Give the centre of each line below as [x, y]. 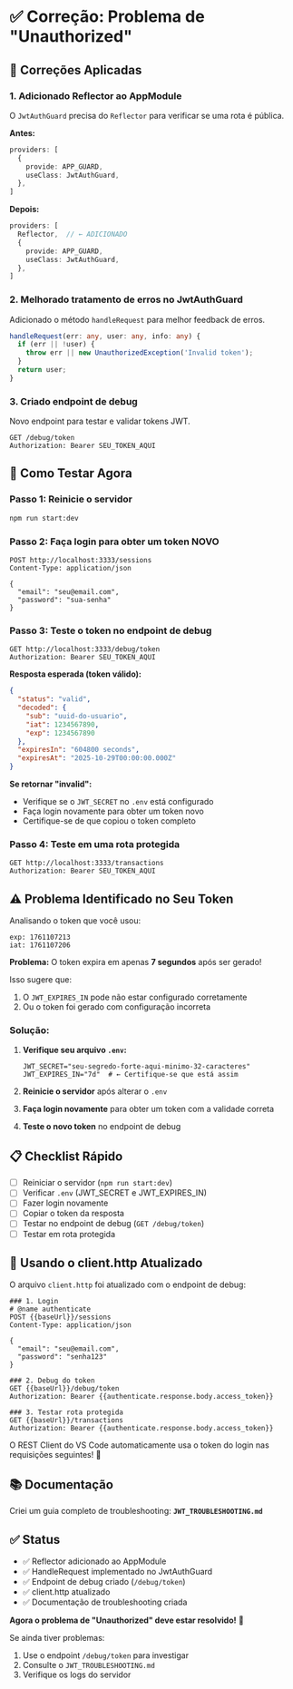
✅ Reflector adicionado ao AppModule [94, 1561]
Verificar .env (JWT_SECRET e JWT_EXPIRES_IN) [114, 1193]
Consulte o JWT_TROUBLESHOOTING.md [89, 1665]
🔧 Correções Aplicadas [76, 70]
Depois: [24, 210]
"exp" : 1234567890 [60, 733]
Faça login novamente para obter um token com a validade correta [148, 1109]
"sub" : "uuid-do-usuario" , [77, 716]
